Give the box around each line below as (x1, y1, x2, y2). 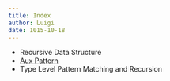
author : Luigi (8, 19, 55, 27)
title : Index (8, 11, 51, 20)
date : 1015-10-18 (8, 26, 66, 34)
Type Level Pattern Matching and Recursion (19, 64, 163, 74)
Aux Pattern (19, 56, 59, 65)
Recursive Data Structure (19, 48, 102, 57)
